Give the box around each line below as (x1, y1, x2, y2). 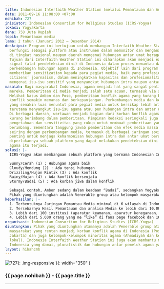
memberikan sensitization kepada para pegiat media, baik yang (9, 71, 141, 76)
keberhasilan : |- (5, 197, 41, 202)
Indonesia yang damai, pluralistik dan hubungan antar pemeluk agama (9, 242, 154, 247)
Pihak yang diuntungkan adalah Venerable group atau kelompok (9, 193, 139, 197)
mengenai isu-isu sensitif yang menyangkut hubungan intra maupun (9, 79, 147, 84)
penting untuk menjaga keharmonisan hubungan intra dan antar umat (9, 134, 150, 139)
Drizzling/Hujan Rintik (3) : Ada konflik (9, 170, 97, 175)
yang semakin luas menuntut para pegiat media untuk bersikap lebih (9, 102, 152, 107)
